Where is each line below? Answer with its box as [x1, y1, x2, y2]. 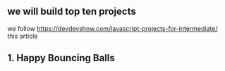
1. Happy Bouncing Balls [7, 52, 115, 64]
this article [7, 32, 38, 40]
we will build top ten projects [7, 6, 136, 18]
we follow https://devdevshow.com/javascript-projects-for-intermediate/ [7, 24, 218, 32]
